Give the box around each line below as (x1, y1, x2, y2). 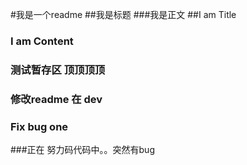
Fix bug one (10, 119, 69, 133)
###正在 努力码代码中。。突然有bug (10, 144, 155, 156)
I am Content (10, 34, 74, 48)
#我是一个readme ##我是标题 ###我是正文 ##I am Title (10, 9, 237, 20)
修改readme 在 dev (10, 92, 103, 106)
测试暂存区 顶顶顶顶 (10, 63, 106, 77)
